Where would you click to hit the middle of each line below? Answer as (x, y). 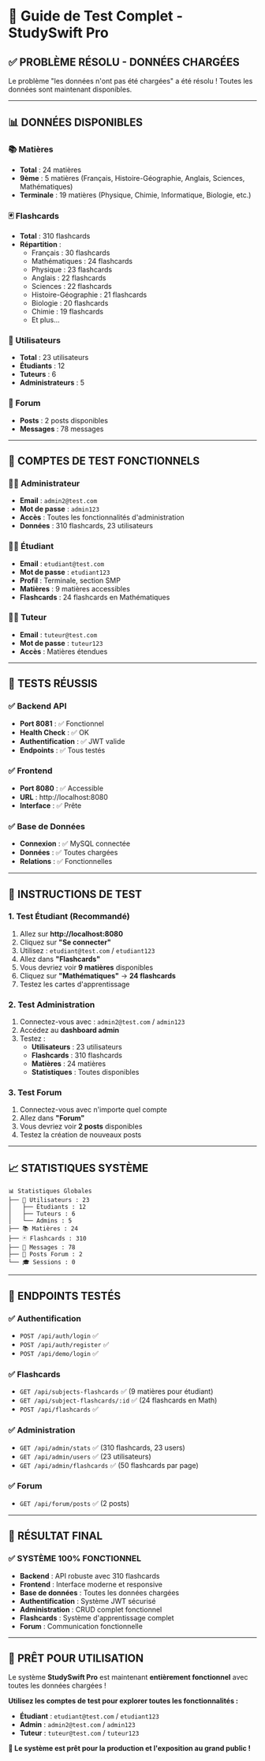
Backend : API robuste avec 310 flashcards (90, 1575)
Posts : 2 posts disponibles (64, 420)
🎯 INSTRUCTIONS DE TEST (75, 894)
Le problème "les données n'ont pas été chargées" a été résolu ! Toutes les (131, 81)
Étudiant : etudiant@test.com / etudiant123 (90, 1716)
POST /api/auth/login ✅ (59, 1335)
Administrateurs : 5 (52, 383)
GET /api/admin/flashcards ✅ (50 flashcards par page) (109, 1465)
